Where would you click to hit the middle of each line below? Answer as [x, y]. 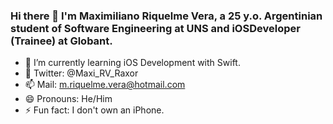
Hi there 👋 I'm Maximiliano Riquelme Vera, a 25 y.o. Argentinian [166, 16]
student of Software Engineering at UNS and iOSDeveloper [155, 28]
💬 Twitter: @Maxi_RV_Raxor [81, 73]
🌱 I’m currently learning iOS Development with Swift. [132, 63]
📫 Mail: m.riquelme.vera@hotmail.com [105, 85]
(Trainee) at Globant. [61, 41]
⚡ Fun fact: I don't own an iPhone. [94, 110]
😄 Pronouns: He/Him [68, 99]
